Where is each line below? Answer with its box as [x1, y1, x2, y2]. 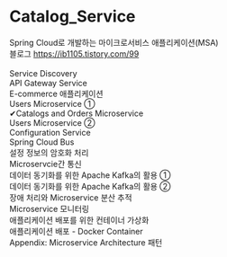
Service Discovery [9, 67, 78, 78]
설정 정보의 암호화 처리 [9, 146, 89, 158]
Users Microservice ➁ [9, 117, 95, 128]
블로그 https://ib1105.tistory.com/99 [9, 48, 140, 59]
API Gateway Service [9, 77, 87, 88]
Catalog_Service [9, 6, 136, 27]
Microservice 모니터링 [9, 203, 90, 214]
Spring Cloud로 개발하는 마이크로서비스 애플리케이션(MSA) [9, 37, 219, 48]
